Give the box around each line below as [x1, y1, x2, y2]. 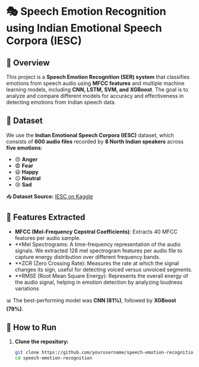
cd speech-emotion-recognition [14, 355, 93, 361]
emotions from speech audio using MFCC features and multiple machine [6, 80, 185, 87]
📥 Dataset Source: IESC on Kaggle [6, 192, 93, 200]
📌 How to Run [6, 322, 57, 333]
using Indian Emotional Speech [6, 21, 162, 35]
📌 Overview [6, 58, 50, 68]
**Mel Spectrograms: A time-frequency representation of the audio [14, 241, 181, 248]
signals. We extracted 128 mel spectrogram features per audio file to [14, 247, 183, 254]
